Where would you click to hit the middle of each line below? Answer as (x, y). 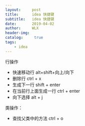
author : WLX (22, 28)
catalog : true (24, 38)
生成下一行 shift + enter (36, 85)
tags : (11, 42)
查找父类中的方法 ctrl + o (38, 118)
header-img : (17, 33)
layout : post (23, 10)
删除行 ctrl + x (27, 78)
